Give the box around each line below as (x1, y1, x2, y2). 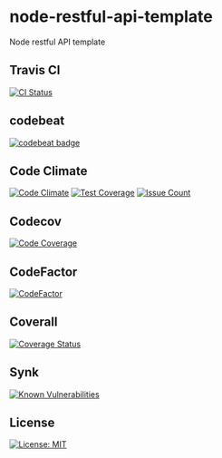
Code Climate (9, 163, 88, 179)
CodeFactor (9, 264, 78, 279)
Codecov (9, 213, 62, 229)
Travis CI (9, 63, 61, 78)
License (9, 415, 55, 431)
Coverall (9, 315, 58, 330)
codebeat (9, 113, 65, 129)
